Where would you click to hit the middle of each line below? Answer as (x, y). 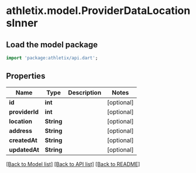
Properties (26, 76)
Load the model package (52, 45)
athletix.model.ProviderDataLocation (98, 11)
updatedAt (24, 150)
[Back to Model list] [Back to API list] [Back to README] (73, 164)
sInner (22, 23)
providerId (24, 112)
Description (85, 93)
